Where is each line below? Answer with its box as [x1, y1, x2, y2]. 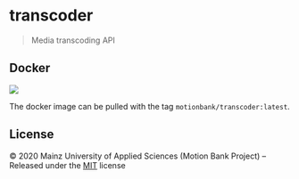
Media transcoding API [30, 35, 116, 45]
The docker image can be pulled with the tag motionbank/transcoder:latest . [9, 101, 290, 111]
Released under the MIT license [9, 159, 127, 170]
